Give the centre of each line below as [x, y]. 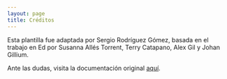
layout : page [26, 14]
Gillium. [18, 54]
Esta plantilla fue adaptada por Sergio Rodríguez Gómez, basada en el [108, 39]
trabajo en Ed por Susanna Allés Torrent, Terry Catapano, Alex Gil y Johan [114, 47]
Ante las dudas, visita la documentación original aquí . [84, 68]
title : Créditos [31, 20]
